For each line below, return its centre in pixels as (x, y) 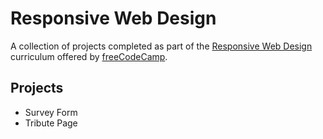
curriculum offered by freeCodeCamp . (89, 56)
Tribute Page (51, 123)
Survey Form (51, 112)
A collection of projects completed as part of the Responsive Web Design (161, 46)
